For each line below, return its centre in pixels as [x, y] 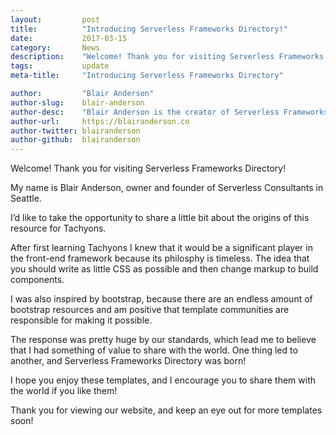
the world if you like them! [64, 391]
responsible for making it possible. [81, 320]
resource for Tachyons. [58, 228]
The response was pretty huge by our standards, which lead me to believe [163, 340]
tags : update [60, 66]
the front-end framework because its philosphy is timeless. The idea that [160, 258]
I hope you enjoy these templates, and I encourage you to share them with [163, 380]
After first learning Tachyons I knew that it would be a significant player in [161, 248]
